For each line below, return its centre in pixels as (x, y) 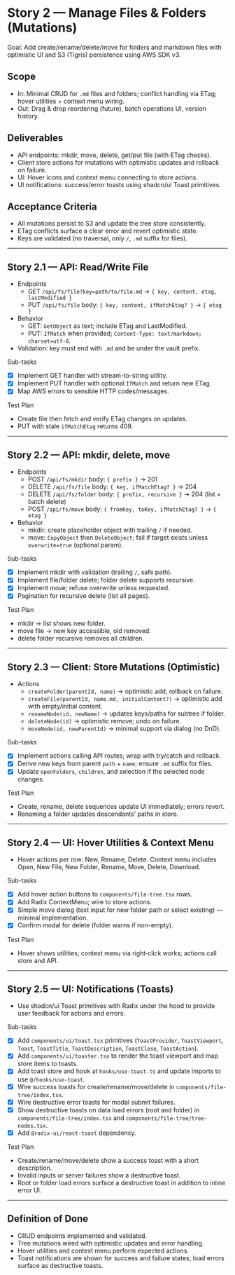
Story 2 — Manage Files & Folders (107, 13)
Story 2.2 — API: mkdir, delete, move (89, 455)
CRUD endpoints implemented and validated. (82, 1236)
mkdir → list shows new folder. (62, 623)
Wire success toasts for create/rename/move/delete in (96, 1086)
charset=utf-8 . (49, 341)
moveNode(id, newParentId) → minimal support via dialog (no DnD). (124, 729)
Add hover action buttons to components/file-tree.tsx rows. (105, 894)
